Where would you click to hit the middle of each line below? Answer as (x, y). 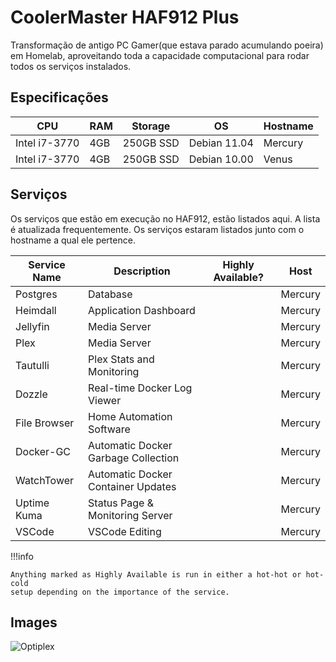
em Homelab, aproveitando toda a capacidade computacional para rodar (160, 55)
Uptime (32, 503)
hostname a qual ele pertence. (73, 240)
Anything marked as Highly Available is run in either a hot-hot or (156, 574)
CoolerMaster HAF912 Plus (125, 17)
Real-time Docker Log (140, 388)
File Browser (45, 423)
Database (110, 294)
